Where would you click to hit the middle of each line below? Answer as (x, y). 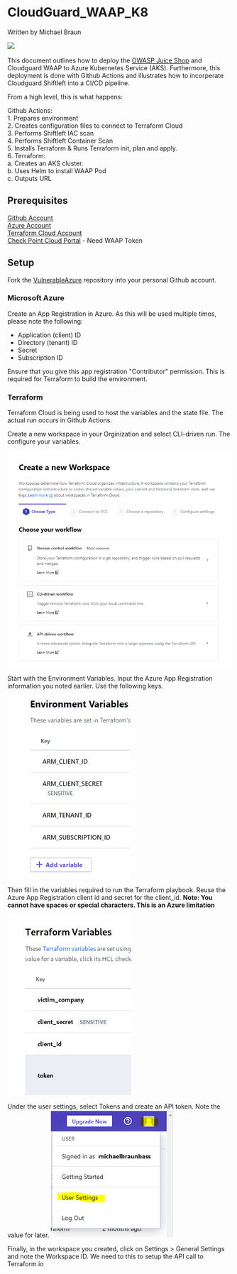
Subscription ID (40, 357)
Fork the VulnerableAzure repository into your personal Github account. (112, 280)
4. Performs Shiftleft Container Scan (60, 141)
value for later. (28, 1235)
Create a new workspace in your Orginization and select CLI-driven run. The (119, 434)
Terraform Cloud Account (45, 233)
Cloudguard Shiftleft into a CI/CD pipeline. (68, 83)
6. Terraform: (27, 155)
